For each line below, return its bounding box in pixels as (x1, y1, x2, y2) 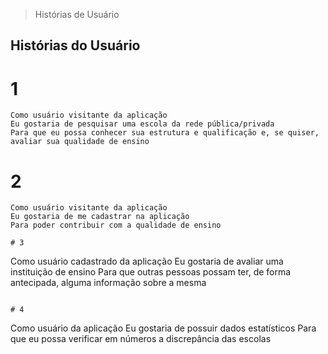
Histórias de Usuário (34, 9, 120, 20)
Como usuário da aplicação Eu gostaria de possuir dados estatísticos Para (10, 322, 317, 334)
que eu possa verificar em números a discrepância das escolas (10, 333, 272, 345)
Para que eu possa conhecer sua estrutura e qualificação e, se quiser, (10, 128, 320, 138)
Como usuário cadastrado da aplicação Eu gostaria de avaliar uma (10, 255, 284, 268)
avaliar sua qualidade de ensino (10, 137, 150, 147)
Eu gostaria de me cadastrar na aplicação (10, 212, 190, 222)
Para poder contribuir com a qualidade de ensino (10, 220, 222, 231)
